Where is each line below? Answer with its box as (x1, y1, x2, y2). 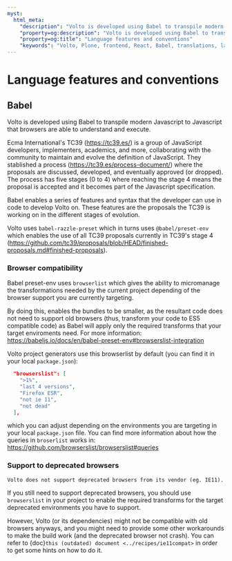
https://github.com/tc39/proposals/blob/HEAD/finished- (9, 239, 169, 247)
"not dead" (19, 402, 51, 410)
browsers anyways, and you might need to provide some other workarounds (7, 524, 224, 532)
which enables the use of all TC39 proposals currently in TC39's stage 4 (7, 231, 213, 239)
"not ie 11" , (19, 396, 57, 403)
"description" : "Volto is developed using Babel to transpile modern (19, 23, 224, 30)
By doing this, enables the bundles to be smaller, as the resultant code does (7, 307, 223, 315)
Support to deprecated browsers (7, 461, 119, 470)
